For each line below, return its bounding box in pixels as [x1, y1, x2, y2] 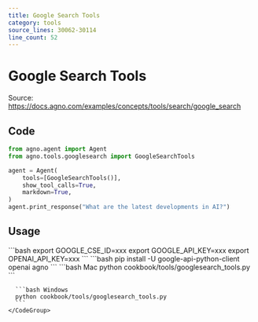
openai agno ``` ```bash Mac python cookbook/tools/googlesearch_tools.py [8, 262, 250, 272]
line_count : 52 [8, 33, 58, 42]
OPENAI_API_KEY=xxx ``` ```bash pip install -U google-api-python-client [8, 254, 240, 263]
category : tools [8, 19, 61, 27]
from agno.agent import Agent [8, 145, 108, 153]
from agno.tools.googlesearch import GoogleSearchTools [8, 152, 195, 160]
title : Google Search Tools [8, 11, 101, 20]
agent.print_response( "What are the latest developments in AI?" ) [8, 203, 230, 211]
